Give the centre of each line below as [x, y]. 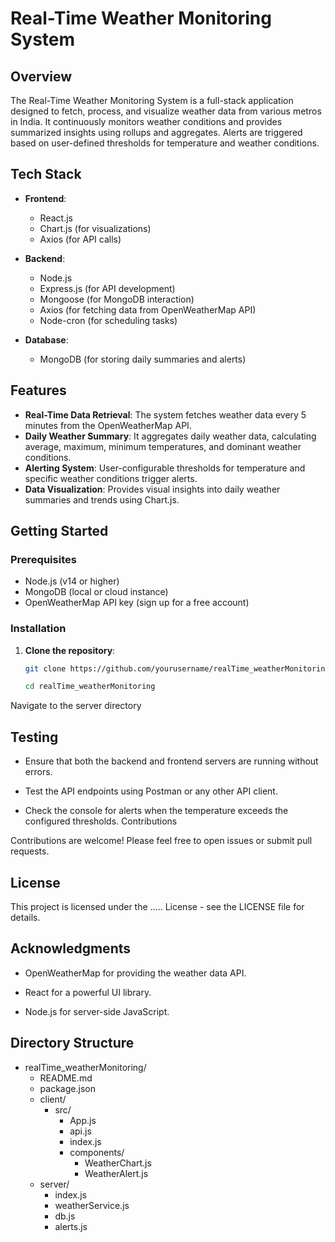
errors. [38, 772]
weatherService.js [92, 1205]
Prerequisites [43, 559]
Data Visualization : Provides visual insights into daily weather [152, 489]
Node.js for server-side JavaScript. [97, 1011]
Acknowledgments [71, 948]
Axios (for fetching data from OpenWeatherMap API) [148, 309]
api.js [80, 1131]
